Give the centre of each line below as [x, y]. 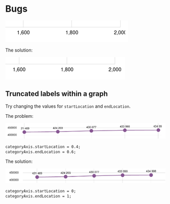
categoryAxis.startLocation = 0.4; [43, 147]
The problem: [19, 116]
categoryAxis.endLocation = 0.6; [41, 152]
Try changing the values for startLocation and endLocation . [68, 106]
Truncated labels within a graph [56, 94]
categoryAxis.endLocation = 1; [38, 196]
